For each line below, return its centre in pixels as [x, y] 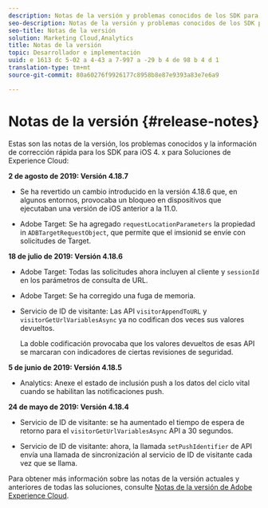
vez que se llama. [49, 463]
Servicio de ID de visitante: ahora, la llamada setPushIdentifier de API [136, 446]
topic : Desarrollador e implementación [75, 53]
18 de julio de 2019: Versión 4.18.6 [66, 256]
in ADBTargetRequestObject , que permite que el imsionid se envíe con [132, 232]
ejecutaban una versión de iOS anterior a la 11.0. [99, 208]
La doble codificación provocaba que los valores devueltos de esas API [137, 343]
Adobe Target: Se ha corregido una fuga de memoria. [108, 295]
